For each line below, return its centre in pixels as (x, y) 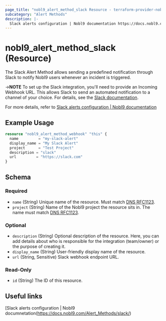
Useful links (24, 296)
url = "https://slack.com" (46, 157)
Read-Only (19, 270)
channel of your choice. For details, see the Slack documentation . (72, 97)
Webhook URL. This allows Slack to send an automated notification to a (78, 92)
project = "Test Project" (42, 148)
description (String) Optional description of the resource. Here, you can (86, 236)
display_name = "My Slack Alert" (44, 143)
